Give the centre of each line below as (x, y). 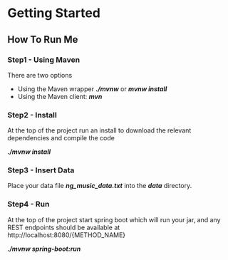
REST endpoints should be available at (64, 227)
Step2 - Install (32, 115)
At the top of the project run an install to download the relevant (99, 130)
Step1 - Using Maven (44, 60)
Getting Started (54, 13)
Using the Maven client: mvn (60, 96)
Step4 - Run (28, 204)
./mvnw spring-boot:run (44, 249)
